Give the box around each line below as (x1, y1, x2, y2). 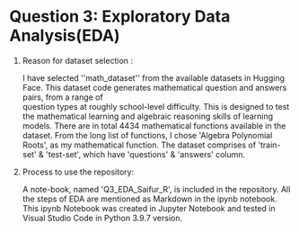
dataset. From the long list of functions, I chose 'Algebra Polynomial (22, 129, 273, 140)
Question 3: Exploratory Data (9, 6, 231, 27)
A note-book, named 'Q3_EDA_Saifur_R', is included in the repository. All (22, 183, 291, 194)
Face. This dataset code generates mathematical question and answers (22, 82, 287, 93)
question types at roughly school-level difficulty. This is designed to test (22, 101, 290, 112)
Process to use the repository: (22, 166, 135, 177)
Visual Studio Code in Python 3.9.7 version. (22, 212, 183, 223)
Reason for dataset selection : (22, 55, 133, 66)
